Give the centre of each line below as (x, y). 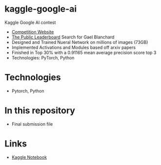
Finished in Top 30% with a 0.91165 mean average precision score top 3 (84, 53)
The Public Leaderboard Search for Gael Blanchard (63, 37)
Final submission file (32, 124)
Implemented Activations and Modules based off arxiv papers (74, 47)
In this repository (40, 111)
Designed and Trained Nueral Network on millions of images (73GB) (80, 42)
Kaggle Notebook (29, 157)
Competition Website (33, 32)
